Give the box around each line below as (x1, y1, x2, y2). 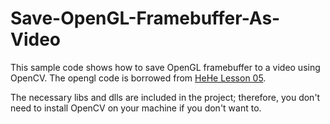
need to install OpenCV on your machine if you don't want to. (10, 102, 262, 114)
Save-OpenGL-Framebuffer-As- (10, 7, 281, 30)
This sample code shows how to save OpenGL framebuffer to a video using (10, 61, 321, 73)
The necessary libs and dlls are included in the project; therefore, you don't (10, 91, 321, 103)
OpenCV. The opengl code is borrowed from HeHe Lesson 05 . (10, 72, 267, 84)
